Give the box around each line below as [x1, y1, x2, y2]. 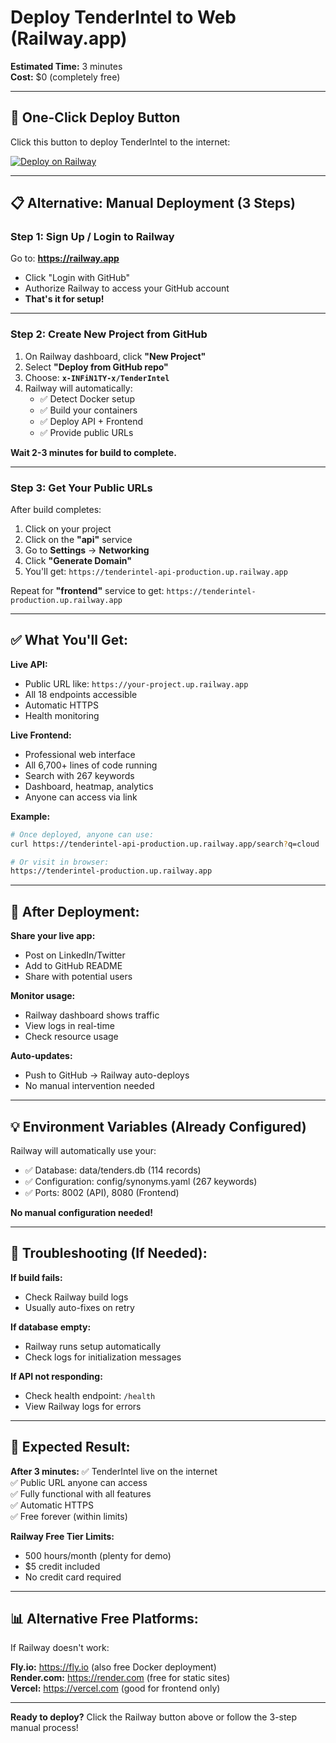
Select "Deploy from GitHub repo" [24, 361, 169, 373]
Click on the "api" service [24, 534, 133, 546]
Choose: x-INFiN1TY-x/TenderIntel [24, 371, 170, 383]
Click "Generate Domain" [24, 555, 132, 567]
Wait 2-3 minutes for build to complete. [10, 446, 177, 458]
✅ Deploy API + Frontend [39, 415, 144, 427]
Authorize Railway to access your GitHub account [24, 282, 230, 295]
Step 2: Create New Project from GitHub [10, 327, 208, 341]
